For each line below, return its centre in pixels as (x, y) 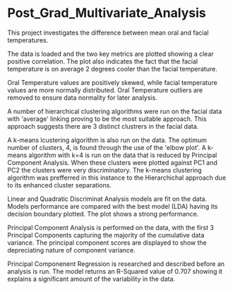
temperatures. (28, 40)
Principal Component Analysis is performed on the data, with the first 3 (110, 227)
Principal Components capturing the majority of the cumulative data (106, 235)
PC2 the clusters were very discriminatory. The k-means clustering (105, 170)
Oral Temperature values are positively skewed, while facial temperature (112, 82)
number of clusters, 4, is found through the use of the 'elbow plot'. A (107, 147)
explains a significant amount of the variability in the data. (91, 279)
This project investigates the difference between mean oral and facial (108, 33)
